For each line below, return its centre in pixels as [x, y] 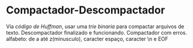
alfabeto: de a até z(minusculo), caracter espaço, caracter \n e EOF [87, 39]
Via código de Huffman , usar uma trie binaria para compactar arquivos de [95, 26]
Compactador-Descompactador [86, 10]
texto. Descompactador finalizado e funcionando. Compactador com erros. [96, 32]
